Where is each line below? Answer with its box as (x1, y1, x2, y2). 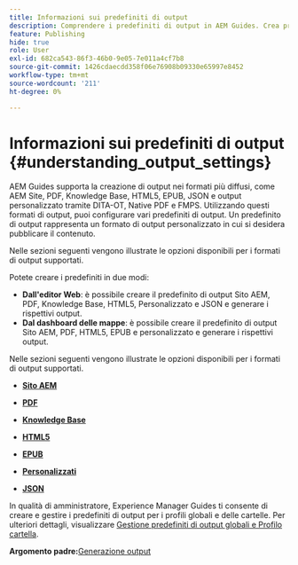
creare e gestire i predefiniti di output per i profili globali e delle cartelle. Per (9, 510, 286, 521)
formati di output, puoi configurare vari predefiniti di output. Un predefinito (9, 209, 281, 220)
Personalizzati (21, 467, 77, 477)
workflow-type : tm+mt (9, 71, 90, 80)
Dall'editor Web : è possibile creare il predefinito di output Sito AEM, (21, 289, 271, 300)
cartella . (9, 529, 39, 539)
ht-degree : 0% (9, 87, 62, 96)
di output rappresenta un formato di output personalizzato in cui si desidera (9, 219, 286, 230)
